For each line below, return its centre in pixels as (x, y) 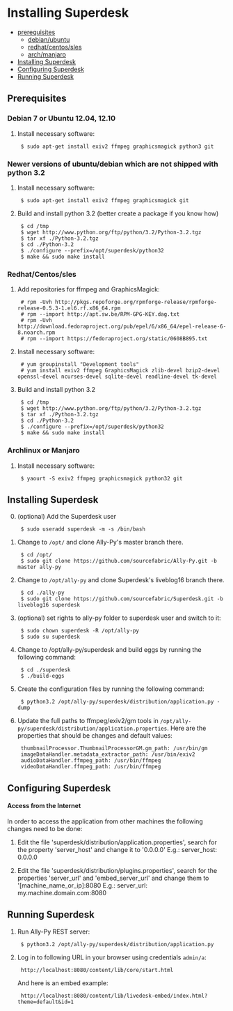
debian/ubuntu (49, 39)
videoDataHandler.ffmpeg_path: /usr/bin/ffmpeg (91, 767)
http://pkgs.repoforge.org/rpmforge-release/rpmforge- (136, 302)
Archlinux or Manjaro (43, 450)
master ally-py (39, 567)
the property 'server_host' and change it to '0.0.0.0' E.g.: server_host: (117, 849)
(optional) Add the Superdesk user (67, 517)
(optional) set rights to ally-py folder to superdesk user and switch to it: (119, 618)
